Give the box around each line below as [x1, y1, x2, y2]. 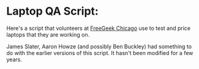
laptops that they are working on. [6, 31, 90, 38]
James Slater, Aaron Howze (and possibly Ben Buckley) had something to [6, 43, 192, 50]
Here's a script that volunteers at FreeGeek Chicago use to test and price [6, 24, 191, 32]
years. [6, 56, 23, 63]
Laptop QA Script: [6, 4, 99, 18]
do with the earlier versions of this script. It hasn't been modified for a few [6, 49, 193, 56]
